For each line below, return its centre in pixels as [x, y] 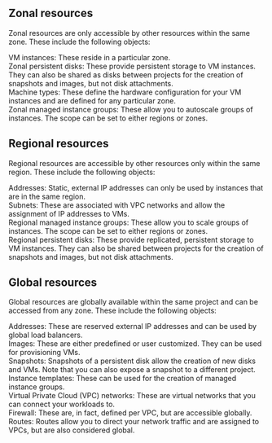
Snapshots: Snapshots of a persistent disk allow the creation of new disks [132, 361]
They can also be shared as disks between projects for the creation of [126, 75]
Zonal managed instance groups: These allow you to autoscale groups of [131, 109]
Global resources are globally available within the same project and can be [134, 302]
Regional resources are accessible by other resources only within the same [134, 163]
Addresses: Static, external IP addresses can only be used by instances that [136, 187]
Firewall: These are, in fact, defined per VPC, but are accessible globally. [130, 413]
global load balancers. [46, 335]
